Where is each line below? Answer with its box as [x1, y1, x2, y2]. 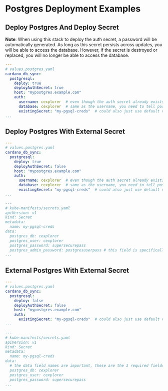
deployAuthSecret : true [14, 85, 64, 90]
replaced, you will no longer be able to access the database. [5, 52, 129, 58]
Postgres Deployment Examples [5, 3, 141, 15]
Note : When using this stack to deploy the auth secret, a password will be [5, 36, 157, 42]
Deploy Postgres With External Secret [5, 127, 125, 136]
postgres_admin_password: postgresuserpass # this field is [9, 247, 137, 252]
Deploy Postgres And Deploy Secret [5, 23, 119, 32]
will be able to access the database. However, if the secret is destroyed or [5, 47, 157, 53]
